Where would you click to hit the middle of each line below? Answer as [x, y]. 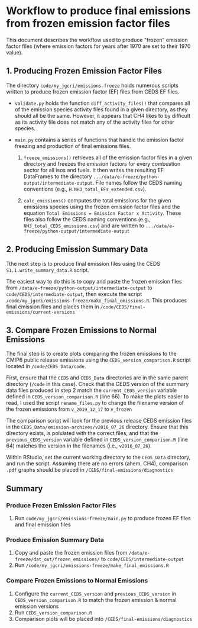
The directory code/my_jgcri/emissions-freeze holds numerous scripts [92, 85]
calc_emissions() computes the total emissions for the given [97, 200]
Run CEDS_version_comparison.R [53, 612]
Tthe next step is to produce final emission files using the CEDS [83, 263]
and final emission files [43, 524]
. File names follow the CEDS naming [137, 182]
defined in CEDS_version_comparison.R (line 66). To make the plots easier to [98, 397]
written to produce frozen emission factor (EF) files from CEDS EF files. [93, 91]
